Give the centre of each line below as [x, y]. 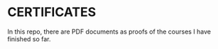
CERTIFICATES [52, 12]
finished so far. [29, 38]
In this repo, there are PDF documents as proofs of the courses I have [109, 31]
